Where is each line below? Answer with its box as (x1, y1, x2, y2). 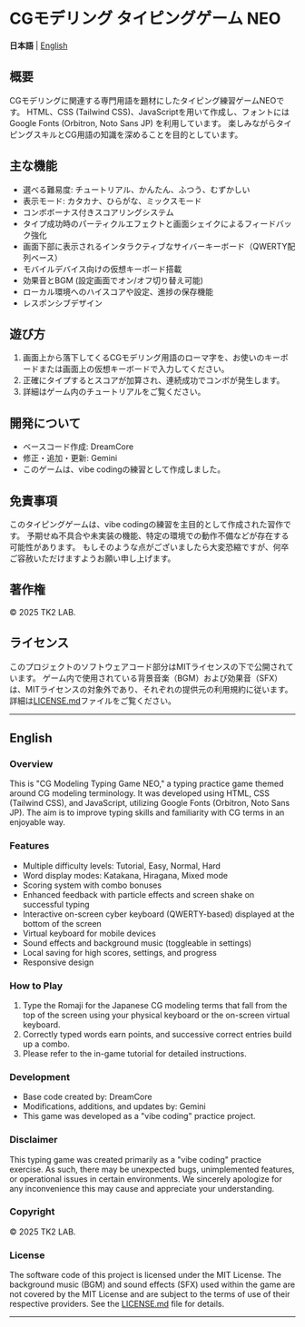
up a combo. (22, 1038, 71, 1049)
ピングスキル (9, 129, 57, 140)
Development (9, 1070, 71, 1083)
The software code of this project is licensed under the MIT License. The (9, 1270, 281, 1281)
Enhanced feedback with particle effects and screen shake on (22, 889, 255, 899)
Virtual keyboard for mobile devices (22, 928, 156, 939)
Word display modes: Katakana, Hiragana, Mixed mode (22, 870, 229, 880)
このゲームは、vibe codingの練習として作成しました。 (22, 464, 226, 475)
